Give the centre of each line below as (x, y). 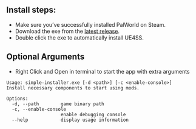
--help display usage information (70, 120)
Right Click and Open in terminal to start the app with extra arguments (102, 71)
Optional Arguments (46, 57)
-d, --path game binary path (58, 104)
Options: (17, 99)
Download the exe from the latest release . (67, 31)
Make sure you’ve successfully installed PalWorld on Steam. (90, 24)
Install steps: (31, 10)
